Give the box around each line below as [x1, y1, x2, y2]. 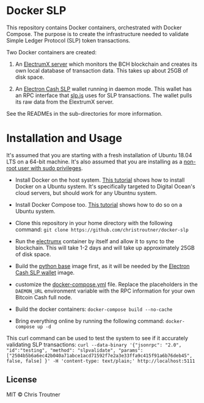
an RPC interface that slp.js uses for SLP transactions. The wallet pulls [15, 91, 192, 99]
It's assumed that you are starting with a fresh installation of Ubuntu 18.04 [6, 151, 192, 159]
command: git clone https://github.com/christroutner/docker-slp [15, 226, 189, 233]
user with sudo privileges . [18, 164, 83, 171]
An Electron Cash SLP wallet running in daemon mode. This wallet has [15, 85, 192, 92]
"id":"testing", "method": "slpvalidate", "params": [6, 347, 144, 354]
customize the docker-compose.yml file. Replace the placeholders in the [15, 280, 198, 288]
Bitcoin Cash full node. [15, 293, 73, 301]
